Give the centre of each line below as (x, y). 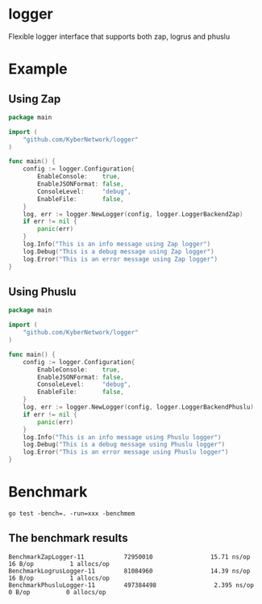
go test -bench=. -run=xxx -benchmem (72, 514)
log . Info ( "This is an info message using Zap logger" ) (117, 244)
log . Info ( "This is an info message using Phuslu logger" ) (122, 437)
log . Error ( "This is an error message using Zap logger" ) (121, 259)
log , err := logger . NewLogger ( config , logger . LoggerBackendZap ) (133, 214)
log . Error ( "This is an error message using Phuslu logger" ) (126, 452)
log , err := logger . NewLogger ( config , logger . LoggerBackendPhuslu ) (138, 407)
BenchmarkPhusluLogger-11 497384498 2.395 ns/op (131, 585)
